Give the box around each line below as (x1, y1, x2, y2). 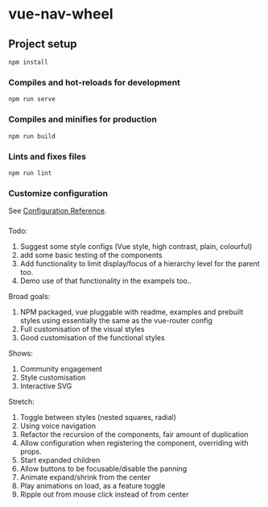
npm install (8, 58, 48, 66)
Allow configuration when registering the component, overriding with (19, 438, 249, 448)
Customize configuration (8, 187, 109, 198)
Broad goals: (8, 292, 51, 301)
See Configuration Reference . (8, 206, 107, 216)
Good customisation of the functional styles (19, 333, 165, 343)
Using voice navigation (19, 421, 97, 431)
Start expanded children (19, 455, 101, 465)
